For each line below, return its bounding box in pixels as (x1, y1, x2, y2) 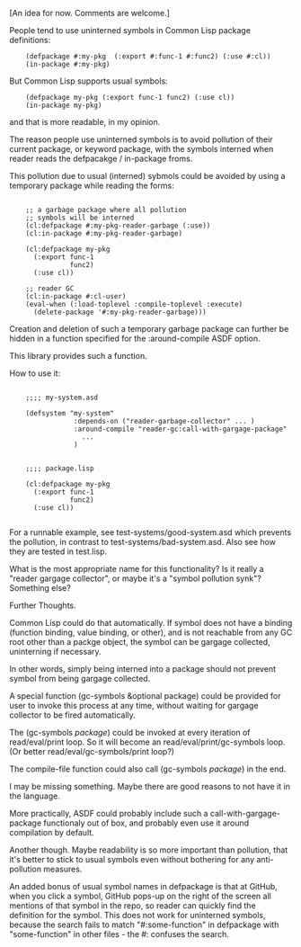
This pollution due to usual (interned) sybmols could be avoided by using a (9, 171, 286, 181)
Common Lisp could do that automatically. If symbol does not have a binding (9, 618, 293, 628)
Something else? (9, 583, 72, 593)
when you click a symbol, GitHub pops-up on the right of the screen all (9, 890, 271, 901)
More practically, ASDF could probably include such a (9, 809, 208, 818)
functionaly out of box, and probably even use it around (43, 817, 250, 828)
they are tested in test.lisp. (9, 546, 108, 557)
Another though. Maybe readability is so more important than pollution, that (9, 844, 288, 855)
